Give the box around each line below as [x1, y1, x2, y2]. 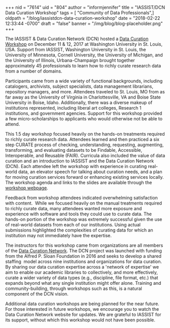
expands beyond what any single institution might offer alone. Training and [5, 280, 161, 286]
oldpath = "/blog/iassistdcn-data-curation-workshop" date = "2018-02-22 [5, 15, 160, 21]
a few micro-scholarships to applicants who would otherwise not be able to [5, 116, 163, 121]
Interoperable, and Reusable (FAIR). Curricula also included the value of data [5, 152, 165, 158]
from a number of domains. [5, 68, 62, 74]
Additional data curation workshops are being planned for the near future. [5, 301, 160, 307]
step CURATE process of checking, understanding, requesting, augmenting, [5, 142, 164, 148]
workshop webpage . [5, 185, 48, 191]
